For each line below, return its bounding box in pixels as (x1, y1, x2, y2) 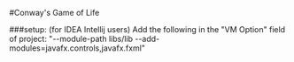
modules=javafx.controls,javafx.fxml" (9, 43, 146, 53)
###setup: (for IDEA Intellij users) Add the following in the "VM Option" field (9, 24, 286, 34)
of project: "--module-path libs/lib (9, 34, 134, 44)
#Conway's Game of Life (9, 8, 100, 17)
